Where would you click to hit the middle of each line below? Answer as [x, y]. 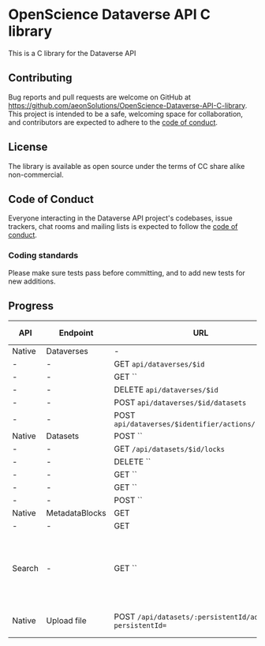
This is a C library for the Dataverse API [72, 53]
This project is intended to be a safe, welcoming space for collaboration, [125, 114]
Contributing [40, 78]
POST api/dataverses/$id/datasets [180, 403]
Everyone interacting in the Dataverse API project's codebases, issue [120, 218]
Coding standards [43, 256]
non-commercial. [36, 175]
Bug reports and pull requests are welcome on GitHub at [100, 97]
